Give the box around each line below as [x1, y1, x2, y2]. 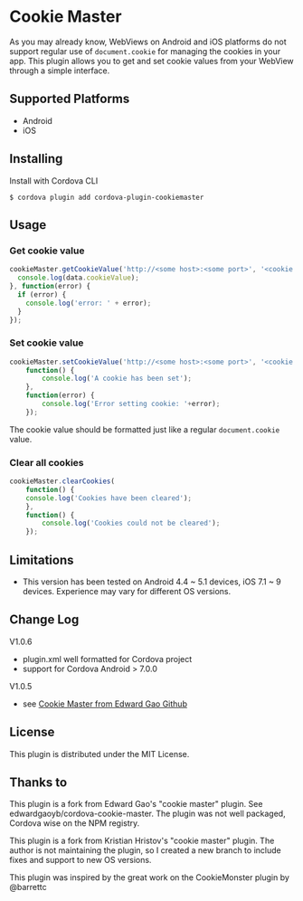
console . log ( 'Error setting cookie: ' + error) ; [42, 400, 221, 409]
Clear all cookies [9, 456, 84, 469]
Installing [9, 151, 63, 166]
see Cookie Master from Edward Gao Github [22, 698, 188, 709]
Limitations [9, 552, 74, 567]
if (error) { [17, 289, 67, 299]
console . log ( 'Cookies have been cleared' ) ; [25, 493, 193, 503]
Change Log [9, 612, 80, 628]
